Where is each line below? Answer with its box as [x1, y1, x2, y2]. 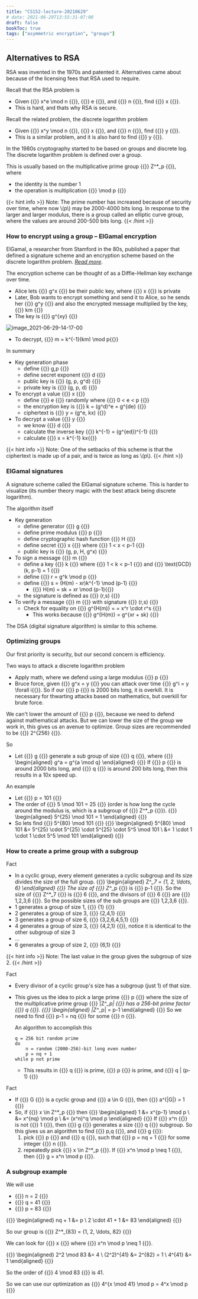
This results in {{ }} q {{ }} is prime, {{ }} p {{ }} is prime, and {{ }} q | [23, 1067, 182, 1074]
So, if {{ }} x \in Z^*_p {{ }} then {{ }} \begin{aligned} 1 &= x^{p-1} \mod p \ [14, 1108, 190, 1116]
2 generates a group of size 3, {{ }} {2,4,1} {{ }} [14, 910, 126, 917]
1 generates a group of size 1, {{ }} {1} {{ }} [14, 904, 115, 911]
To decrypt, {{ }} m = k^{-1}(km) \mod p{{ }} [14, 336, 119, 343]
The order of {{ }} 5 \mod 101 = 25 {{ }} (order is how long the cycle [14, 800, 176, 807]
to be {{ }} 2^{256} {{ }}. [6, 729, 62, 736]
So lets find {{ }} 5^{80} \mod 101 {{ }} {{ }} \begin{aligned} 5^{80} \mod [14, 819, 186, 826]
